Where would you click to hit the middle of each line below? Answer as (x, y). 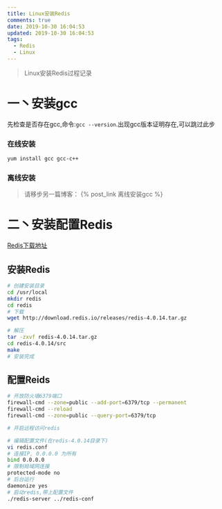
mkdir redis (24, 299)
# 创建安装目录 (26, 286)
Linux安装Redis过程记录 (58, 73)
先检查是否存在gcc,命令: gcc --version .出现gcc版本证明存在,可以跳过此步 (111, 124)
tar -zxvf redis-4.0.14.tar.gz (52, 337)
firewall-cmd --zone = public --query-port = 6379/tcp (82, 416)
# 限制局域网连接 (28, 467)
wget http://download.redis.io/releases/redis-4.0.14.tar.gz (97, 318)
